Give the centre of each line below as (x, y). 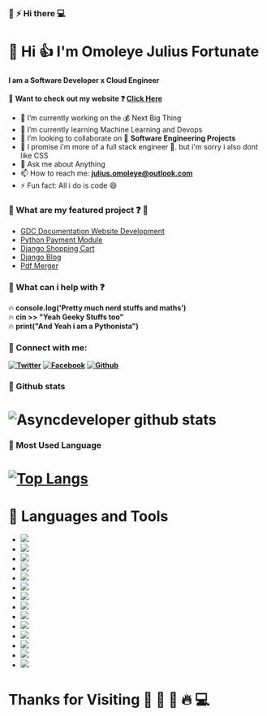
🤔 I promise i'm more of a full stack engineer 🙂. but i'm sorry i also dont (139, 147)
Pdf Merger (39, 265)
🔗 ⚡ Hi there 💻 (37, 13)
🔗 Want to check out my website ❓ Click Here (85, 99)
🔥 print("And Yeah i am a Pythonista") (74, 326)
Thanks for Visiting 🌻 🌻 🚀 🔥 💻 (109, 699)
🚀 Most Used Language (55, 445)
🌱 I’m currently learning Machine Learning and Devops (111, 130)
